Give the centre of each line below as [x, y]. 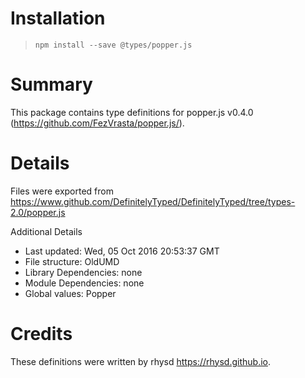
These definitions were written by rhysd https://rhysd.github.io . [140, 361]
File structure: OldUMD [72, 261]
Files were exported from [62, 191]
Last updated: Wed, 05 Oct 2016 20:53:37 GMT [122, 251]
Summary [51, 84]
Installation [58, 18]
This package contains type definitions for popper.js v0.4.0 [132, 112]
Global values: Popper [70, 293]
